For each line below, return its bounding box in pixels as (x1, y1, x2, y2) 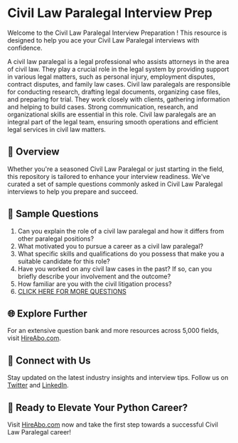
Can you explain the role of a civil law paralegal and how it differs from (17, 226, 225, 235)
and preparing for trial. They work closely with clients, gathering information (7, 94, 230, 104)
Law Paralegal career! (7, 428, 72, 436)
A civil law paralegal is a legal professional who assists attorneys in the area (7, 57, 229, 65)
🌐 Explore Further (7, 307, 87, 319)
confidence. (7, 43, 43, 52)
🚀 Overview (7, 146, 60, 158)
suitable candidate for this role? (17, 257, 110, 266)
